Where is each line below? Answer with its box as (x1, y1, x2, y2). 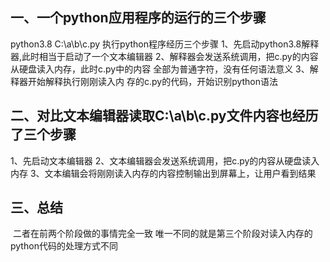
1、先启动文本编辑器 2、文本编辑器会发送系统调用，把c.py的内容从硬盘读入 (10, 154, 320, 167)
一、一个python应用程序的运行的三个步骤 (10, 9, 267, 27)
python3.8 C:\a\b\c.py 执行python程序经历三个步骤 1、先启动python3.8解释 (10, 38, 320, 50)
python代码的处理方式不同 (10, 240, 118, 252)
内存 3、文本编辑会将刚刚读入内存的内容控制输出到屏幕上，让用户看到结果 (10, 167, 317, 179)
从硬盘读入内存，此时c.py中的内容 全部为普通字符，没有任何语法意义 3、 (10, 63, 310, 75)
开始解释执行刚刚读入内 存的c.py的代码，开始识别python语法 (27, 75, 279, 87)
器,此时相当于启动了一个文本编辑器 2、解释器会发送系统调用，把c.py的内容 (10, 50, 319, 62)
